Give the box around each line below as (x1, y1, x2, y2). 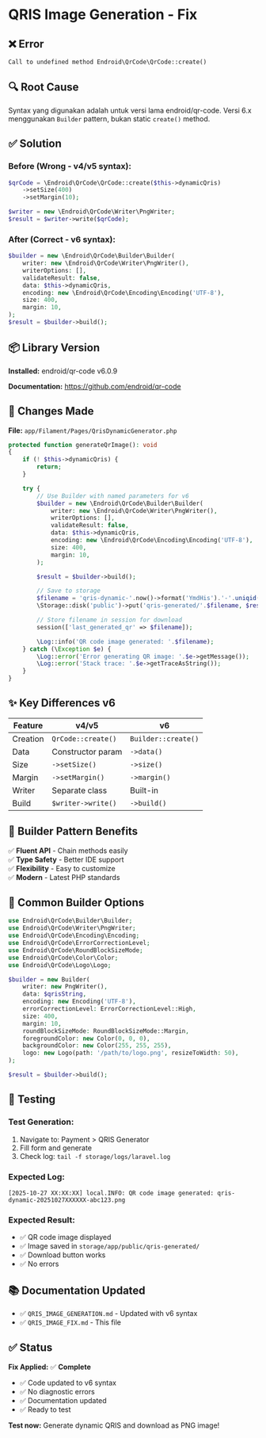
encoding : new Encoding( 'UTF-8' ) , (22, 997, 136, 1006)
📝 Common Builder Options (8, 896, 145, 909)
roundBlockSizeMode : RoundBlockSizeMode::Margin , (22, 1027, 190, 1035)
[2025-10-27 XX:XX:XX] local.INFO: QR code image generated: (8, 1189, 215, 1197)
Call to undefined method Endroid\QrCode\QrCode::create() (8, 58, 207, 66)
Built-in (130, 785, 158, 796)
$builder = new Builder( (8, 975, 90, 984)
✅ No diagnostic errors (19, 1386, 95, 1396)
